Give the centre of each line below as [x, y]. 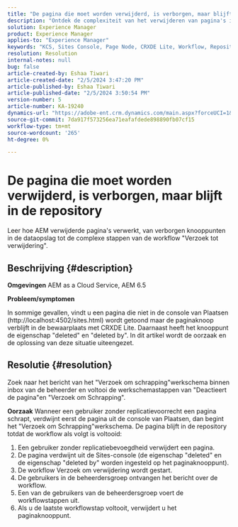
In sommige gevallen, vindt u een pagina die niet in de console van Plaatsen [118, 313]
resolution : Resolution [42, 54]
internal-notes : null [39, 60]
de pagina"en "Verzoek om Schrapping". [67, 397]
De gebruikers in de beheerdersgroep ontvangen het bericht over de [118, 477]
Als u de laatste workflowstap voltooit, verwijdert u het [97, 508]
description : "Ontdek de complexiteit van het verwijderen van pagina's [117, 21]
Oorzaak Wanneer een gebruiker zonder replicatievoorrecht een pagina [112, 411]
